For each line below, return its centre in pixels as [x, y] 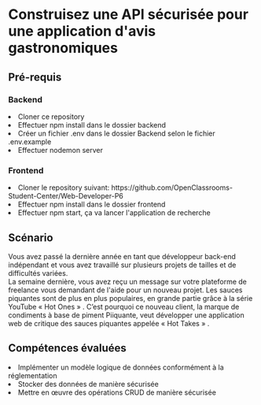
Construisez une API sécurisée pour [129, 15]
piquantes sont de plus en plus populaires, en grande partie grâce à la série [130, 298]
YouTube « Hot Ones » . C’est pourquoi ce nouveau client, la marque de [124, 307]
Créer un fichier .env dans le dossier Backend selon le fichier [117, 133]
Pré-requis [35, 77]
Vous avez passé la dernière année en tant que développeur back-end [122, 256]
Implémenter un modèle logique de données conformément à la [121, 367]
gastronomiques [63, 48]
